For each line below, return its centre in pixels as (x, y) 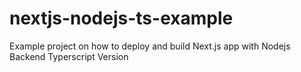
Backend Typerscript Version (69, 56)
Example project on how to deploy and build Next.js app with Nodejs (150, 46)
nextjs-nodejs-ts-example (121, 18)
